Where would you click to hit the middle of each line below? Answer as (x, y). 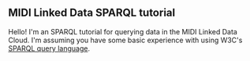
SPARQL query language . (49, 48)
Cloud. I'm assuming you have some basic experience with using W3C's (125, 40)
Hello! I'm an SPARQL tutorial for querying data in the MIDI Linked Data (123, 31)
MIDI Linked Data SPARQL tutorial (92, 13)
